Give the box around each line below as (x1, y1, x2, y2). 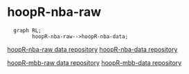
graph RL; (13, 27, 42, 34)
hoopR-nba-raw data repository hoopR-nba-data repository (7, 45, 178, 53)
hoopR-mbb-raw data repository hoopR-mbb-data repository (7, 58, 182, 66)
